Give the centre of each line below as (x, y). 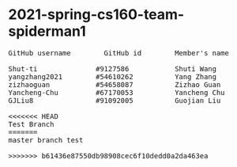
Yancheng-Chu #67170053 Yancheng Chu (117, 92)
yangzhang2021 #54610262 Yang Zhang (113, 76)
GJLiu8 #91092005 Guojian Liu (115, 100)
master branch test (46, 140)
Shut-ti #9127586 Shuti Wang (113, 68)
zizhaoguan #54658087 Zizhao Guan (115, 84)
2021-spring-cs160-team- (96, 15)
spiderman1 (47, 31)
